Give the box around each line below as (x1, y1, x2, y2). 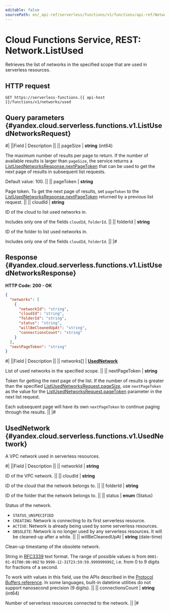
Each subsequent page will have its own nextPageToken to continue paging (5, 404, 160, 410)
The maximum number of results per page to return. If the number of (5, 153, 148, 159)
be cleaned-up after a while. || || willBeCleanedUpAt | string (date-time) (12, 534, 163, 540)
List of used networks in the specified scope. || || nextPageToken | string (5, 368, 158, 374)
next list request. (5, 394, 40, 400)
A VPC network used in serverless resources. (5, 453, 100, 459)
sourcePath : (5, 12, 30, 17)
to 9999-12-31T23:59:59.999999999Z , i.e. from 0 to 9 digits (40, 559, 160, 565)
